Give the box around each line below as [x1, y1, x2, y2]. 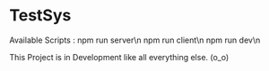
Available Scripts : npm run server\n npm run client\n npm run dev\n [9, 35, 261, 45]
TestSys [9, 5, 72, 26]
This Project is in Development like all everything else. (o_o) [9, 51, 230, 62]
